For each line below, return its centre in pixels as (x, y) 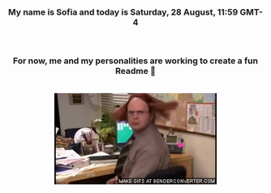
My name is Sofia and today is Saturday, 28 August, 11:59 (123, 12)
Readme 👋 (135, 71)
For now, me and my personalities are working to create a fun (135, 61)
